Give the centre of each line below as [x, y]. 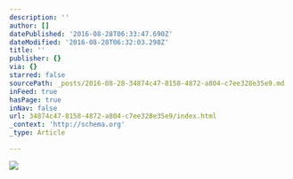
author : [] [29, 26]
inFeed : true [33, 91]
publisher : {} [36, 58]
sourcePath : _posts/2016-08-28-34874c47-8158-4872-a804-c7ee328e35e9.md [147, 83]
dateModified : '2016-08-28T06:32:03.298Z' [89, 42]
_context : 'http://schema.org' [67, 125]
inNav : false [33, 108]
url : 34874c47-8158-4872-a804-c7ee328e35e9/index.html [113, 116]
